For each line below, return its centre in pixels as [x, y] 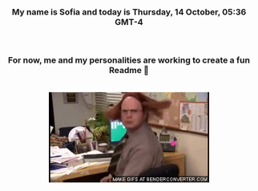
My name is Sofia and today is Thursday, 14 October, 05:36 [129, 12]
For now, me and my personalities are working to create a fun [129, 60]
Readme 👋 [129, 71]
